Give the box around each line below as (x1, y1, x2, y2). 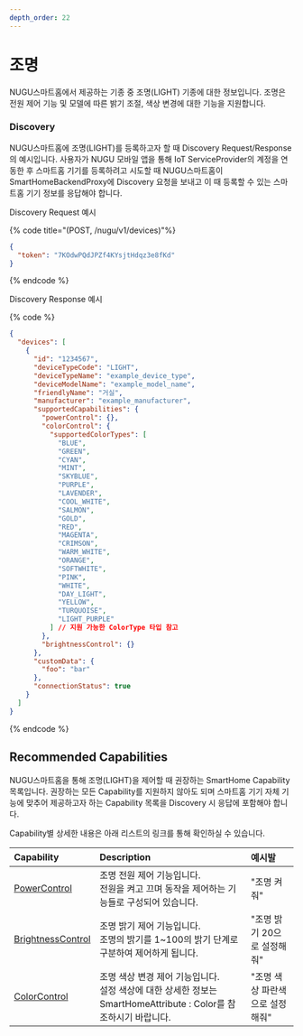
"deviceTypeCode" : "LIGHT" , (32, 363, 140, 372)
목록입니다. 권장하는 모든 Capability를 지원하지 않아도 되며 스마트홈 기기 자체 (9, 786, 280, 797)
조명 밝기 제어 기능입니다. (98, 920, 201, 932)
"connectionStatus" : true (32, 682, 131, 691)
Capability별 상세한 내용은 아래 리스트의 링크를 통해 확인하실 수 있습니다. (9, 828, 266, 838)
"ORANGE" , (57, 556, 95, 565)
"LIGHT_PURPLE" (57, 615, 115, 624)
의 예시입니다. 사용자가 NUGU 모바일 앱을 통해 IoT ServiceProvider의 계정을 (9, 153, 280, 164)
